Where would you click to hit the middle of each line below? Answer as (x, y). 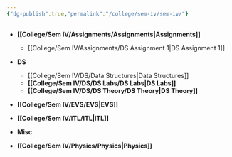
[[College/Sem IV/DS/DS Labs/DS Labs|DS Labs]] (102, 83)
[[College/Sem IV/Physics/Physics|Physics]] (84, 146)
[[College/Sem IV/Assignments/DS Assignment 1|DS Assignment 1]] (126, 48)
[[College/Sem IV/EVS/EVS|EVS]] (68, 104)
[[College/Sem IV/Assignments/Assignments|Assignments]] (109, 34)
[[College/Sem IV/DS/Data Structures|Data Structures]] (108, 75)
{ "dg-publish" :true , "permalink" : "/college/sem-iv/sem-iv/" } (98, 14)
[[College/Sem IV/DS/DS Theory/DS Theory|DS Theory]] (113, 90)
